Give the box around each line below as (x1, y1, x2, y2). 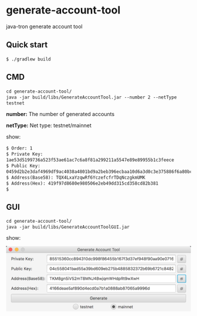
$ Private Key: (6, 151, 43, 157)
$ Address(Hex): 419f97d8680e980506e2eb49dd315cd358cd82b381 (6, 180, 159, 186)
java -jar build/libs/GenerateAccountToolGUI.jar (6, 224, 130, 230)
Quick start (6, 40, 48, 50)
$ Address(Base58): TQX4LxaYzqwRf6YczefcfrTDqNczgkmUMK (6, 174, 145, 181)
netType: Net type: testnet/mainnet (6, 121, 92, 129)
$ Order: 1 (6, 145, 33, 151)
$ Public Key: (6, 162, 41, 169)
